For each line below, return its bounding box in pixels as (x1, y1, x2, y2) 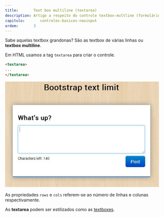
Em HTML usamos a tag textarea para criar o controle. (5, 52, 116, 58)
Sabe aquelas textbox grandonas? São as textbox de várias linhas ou (5, 37, 143, 43)
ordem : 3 (5, 23, 36, 28)
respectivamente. (5, 197, 41, 203)
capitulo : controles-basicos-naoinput (5, 18, 97, 23)
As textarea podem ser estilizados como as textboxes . (5, 207, 115, 213)
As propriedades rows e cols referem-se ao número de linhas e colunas (5, 192, 149, 198)
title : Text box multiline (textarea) (5, 8, 97, 13)
